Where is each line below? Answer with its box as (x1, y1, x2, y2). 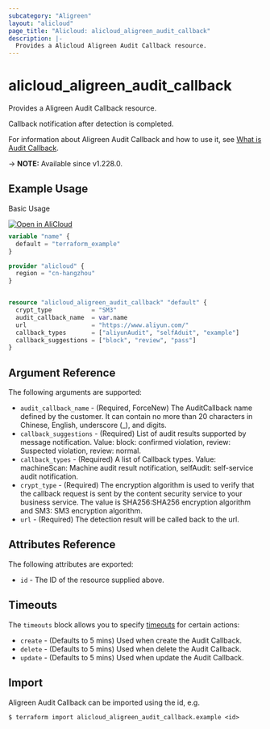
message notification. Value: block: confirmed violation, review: (19, 438, 231, 447)
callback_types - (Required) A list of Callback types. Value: (19, 455, 216, 464)
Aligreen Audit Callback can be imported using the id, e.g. (8, 698, 200, 707)
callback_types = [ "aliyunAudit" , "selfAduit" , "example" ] (15, 329, 240, 337)
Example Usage (8, 182, 89, 196)
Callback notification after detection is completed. (8, 119, 174, 129)
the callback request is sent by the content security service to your (19, 489, 243, 499)
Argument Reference (8, 366, 116, 379)
